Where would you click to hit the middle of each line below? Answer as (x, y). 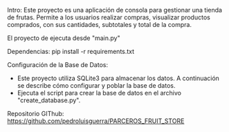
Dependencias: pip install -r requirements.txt (71, 51)
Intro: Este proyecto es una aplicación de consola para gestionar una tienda (115, 10)
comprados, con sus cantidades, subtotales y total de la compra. (100, 25)
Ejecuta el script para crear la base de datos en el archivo (99, 93)
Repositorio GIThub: (36, 114)
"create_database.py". (49, 100)
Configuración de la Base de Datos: (58, 65)
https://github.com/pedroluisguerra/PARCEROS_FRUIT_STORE (96, 121)
